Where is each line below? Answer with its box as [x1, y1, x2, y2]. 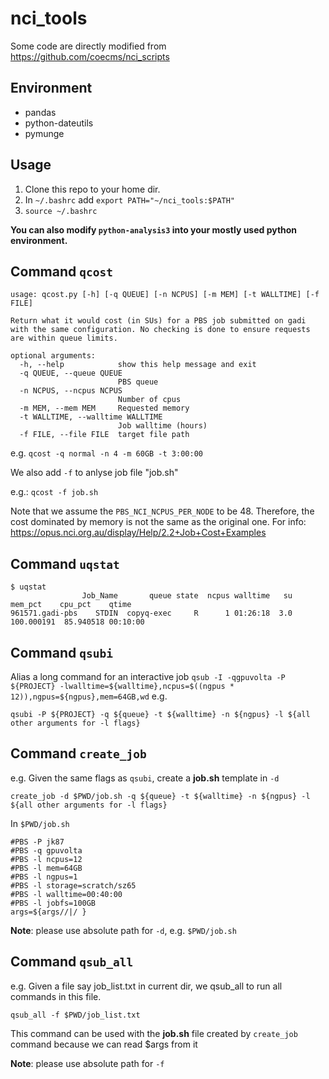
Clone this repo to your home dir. [24, 183, 161, 195]
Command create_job [10, 745, 147, 762]
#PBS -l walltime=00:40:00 [10, 889, 123, 899]
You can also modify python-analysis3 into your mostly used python [10, 223, 298, 236]
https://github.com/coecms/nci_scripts [10, 50, 170, 62]
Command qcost [10, 263, 113, 280]
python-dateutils [24, 117, 94, 129]
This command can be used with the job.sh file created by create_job [10, 1027, 298, 1039]
